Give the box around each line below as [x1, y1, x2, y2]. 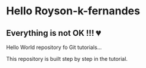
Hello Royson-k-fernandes [6, 4, 141, 18]
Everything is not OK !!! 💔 [6, 28, 101, 38]
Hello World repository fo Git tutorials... [6, 44, 102, 51]
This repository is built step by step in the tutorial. [6, 55, 128, 62]
